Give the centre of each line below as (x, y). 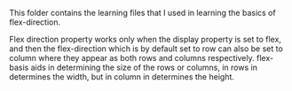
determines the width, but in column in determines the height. (122, 77)
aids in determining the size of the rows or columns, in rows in (144, 67)
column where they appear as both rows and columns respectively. (132, 58)
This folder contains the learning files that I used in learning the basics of (143, 13)
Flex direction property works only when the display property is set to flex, (146, 39)
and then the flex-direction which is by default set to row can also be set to (146, 49)
